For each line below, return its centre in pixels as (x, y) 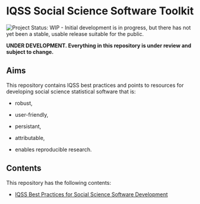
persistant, (28, 126)
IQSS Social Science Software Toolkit (100, 11)
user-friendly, (32, 114)
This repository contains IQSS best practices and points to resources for (95, 85)
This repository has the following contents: (59, 182)
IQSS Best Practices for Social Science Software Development (91, 194)
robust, (24, 103)
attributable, (30, 138)
